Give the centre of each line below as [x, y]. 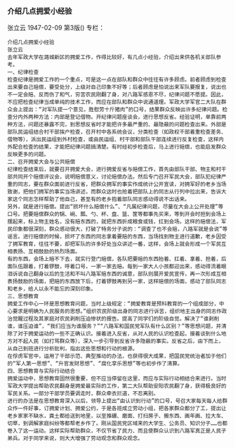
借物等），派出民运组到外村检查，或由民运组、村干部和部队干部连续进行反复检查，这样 [113, 140]
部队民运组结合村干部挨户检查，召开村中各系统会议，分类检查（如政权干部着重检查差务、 [117, 132]
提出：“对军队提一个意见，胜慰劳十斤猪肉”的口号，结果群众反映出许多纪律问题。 [122, 110]
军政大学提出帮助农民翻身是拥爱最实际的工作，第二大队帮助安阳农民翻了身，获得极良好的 [117, 386]
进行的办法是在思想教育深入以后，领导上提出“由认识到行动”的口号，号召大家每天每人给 [115, 401]
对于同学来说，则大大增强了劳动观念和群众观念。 [83, 439]
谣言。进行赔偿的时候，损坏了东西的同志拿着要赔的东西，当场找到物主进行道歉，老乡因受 [117, 237]
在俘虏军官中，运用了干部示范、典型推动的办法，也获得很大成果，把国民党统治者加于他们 [117, 357]
